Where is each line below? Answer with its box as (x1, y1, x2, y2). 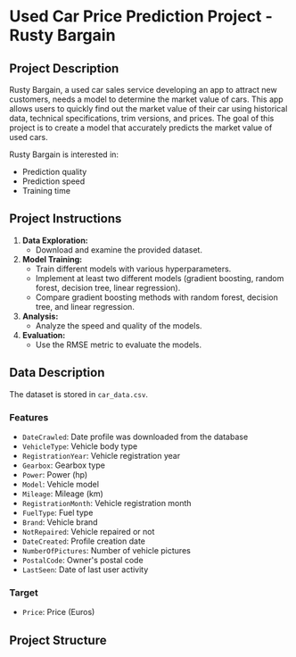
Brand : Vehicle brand (21, 516, 98, 528)
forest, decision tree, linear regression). (35, 282, 181, 293)
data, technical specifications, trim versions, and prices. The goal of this (9, 113, 275, 123)
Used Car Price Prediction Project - (9, 6, 274, 27)
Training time (21, 186, 71, 195)
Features (9, 411, 49, 423)
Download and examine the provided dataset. (35, 244, 203, 255)
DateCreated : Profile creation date (21, 536, 145, 546)
